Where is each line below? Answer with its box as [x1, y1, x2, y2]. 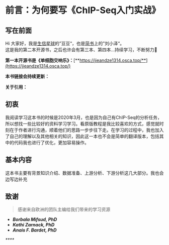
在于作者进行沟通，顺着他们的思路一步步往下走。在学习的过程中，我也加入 [9, 127, 164, 133]
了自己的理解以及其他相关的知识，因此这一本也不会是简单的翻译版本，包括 [5, 133, 159, 139]
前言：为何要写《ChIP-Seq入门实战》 [5, 5, 161, 16]
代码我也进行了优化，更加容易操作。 [14, 139, 89, 146]
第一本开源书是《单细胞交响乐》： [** [5, 57, 80, 63]
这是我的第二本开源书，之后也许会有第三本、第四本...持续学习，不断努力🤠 [5, 47, 157, 53]
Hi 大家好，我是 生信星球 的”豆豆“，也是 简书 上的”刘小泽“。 [5, 41, 125, 46]
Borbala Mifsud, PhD [12, 216, 57, 222]
